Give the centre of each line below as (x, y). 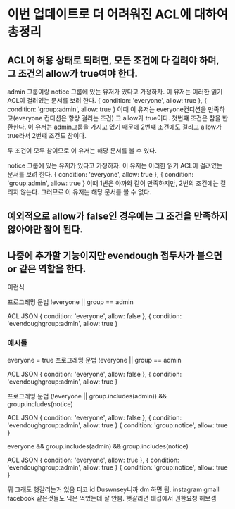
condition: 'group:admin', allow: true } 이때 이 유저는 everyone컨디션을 (107, 109)
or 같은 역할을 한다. (47, 269)
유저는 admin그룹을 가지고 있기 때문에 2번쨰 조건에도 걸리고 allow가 (128, 127)
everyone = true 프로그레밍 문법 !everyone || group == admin (94, 360)
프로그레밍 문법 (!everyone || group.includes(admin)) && (87, 396)
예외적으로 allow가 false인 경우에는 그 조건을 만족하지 (118, 216)
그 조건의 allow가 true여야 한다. (73, 74)
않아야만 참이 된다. (45, 230)
